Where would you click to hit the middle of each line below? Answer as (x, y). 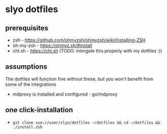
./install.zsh (27, 127)
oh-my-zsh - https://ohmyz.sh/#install (52, 46)
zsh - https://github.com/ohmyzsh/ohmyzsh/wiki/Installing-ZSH (79, 40)
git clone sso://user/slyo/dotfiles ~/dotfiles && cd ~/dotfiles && (86, 122)
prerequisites (27, 28)
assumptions (26, 67)
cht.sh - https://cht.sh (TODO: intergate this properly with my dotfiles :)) (87, 51)
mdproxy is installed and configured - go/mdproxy (65, 94)
